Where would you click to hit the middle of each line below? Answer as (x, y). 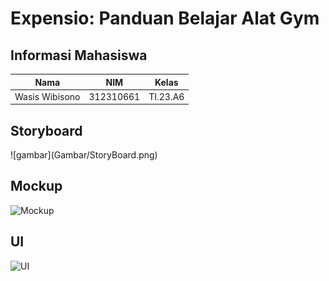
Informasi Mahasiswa (79, 55)
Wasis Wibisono (47, 96)
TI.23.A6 (166, 96)
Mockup (36, 186)
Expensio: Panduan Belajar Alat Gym (165, 18)
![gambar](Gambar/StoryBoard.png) (84, 155)
